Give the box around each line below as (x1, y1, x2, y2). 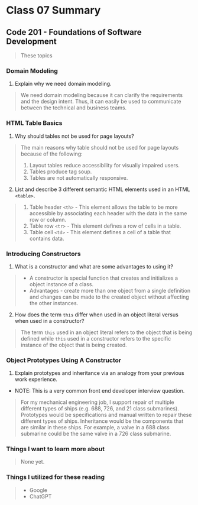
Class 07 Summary (6, 4, 101, 17)
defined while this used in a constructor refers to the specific (20, 335, 171, 342)
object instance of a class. (29, 280, 93, 287)
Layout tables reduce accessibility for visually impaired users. (29, 161, 180, 169)
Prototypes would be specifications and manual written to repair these (20, 412, 192, 419)
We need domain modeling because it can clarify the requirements (20, 92, 183, 99)
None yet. (20, 458, 45, 465)
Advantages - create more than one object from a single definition (29, 287, 191, 294)
